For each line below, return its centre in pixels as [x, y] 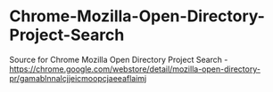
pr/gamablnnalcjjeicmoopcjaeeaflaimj [78, 78]
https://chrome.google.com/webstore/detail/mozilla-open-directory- [135, 69]
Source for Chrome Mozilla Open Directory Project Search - [119, 59]
